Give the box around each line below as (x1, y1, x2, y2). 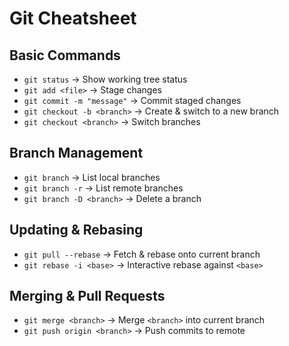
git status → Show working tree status (23, 73, 188, 85)
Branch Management (9, 145, 144, 162)
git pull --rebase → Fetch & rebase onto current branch (23, 248, 261, 260)
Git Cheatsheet (9, 7, 137, 30)
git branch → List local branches (23, 171, 161, 183)
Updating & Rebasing (9, 222, 144, 239)
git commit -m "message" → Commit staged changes (23, 95, 242, 106)
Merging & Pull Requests (9, 288, 166, 305)
